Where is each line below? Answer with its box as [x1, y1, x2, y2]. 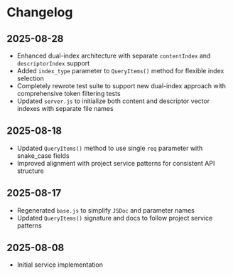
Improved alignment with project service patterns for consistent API [16, 159, 215, 167]
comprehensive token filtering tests [16, 90, 121, 97]
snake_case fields [16, 151, 70, 160]
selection [16, 74, 44, 83]
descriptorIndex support [16, 59, 90, 68]
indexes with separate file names [16, 105, 114, 112]
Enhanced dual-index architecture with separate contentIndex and [16, 51, 211, 60]
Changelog [6, 4, 73, 21]
